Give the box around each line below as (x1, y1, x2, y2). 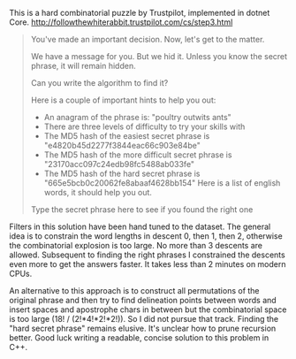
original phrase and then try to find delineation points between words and (9, 295, 277, 305)
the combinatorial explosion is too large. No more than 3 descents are (9, 241, 263, 250)
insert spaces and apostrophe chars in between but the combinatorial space (9, 304, 287, 315)
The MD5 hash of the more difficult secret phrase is (43, 149, 232, 160)
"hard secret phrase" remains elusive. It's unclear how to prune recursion (9, 323, 277, 333)
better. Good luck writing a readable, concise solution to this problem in (9, 332, 269, 343)
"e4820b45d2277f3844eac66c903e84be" (43, 141, 201, 150)
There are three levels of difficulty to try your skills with (43, 121, 246, 132)
